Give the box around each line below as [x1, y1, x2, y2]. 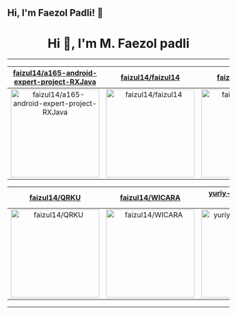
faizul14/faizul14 [121, 73, 180, 82]
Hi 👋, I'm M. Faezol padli [47, 35, 190, 51]
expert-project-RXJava [13, 77, 97, 87]
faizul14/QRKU [29, 193, 81, 203]
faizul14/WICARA [119, 193, 181, 203]
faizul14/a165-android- [13, 68, 97, 78]
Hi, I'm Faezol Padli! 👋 [7, 7, 104, 19]
